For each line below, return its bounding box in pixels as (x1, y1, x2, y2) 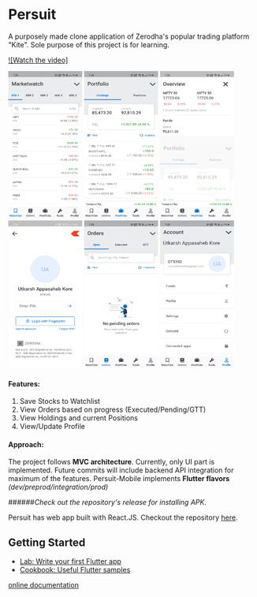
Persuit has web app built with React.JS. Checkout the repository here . (8, 513, 238, 522)
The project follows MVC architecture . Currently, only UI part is (8, 457, 215, 467)
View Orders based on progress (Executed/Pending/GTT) (19, 405, 207, 415)
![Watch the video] (8, 55, 69, 65)
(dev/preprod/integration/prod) (8, 483, 109, 492)
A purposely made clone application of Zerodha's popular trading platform (8, 32, 250, 41)
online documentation (8, 580, 79, 590)
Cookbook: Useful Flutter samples (19, 565, 131, 575)
